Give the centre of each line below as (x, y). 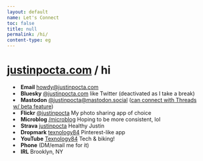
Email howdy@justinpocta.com (60, 87)
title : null (22, 29)
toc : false (21, 23)
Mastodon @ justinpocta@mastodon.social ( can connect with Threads (109, 100)
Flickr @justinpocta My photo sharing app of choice (86, 112)
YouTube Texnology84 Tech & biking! (68, 139)
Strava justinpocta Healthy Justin (63, 126)
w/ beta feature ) (33, 106)
